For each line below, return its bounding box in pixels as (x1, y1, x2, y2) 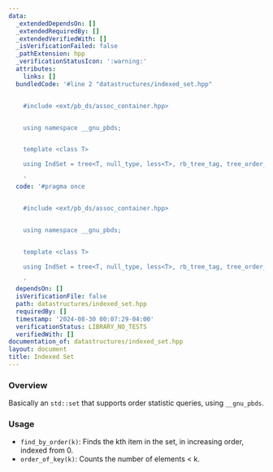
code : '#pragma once (15, 182, 85, 190)
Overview (8, 379, 48, 391)
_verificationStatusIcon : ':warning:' (15, 58, 148, 66)
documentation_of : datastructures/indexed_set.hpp (8, 338, 184, 346)
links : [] (23, 72, 57, 81)
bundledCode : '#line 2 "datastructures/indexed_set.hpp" (15, 80, 213, 88)
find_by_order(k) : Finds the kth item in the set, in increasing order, (19, 437, 245, 447)
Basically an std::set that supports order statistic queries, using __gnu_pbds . (8, 398, 264, 408)
